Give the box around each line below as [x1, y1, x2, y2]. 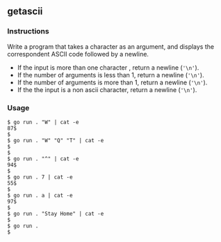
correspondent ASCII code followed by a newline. [7, 50, 149, 58]
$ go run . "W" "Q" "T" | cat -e [7, 137, 104, 144]
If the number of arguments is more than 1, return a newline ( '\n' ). [17, 78, 208, 86]
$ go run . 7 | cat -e [7, 174, 73, 181]
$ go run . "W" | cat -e [7, 119, 79, 126]
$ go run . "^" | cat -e [7, 155, 79, 162]
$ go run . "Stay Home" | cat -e [7, 210, 104, 217]
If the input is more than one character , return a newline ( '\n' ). [17, 63, 199, 72]
